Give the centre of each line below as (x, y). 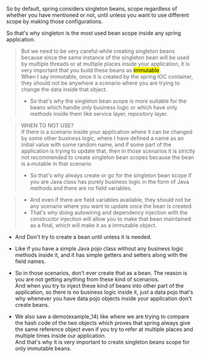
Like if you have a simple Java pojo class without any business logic (99, 248)
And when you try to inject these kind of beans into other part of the (99, 286)
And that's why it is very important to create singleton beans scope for (102, 342)
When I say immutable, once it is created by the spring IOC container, (107, 77)
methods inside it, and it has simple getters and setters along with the (101, 255)
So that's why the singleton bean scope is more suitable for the (108, 101)
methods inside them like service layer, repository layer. (99, 114)
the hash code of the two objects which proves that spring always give (103, 323)
